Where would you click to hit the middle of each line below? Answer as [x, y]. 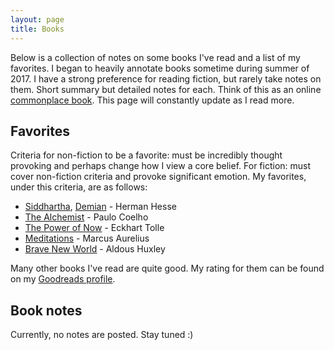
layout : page [37, 19]
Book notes [46, 310]
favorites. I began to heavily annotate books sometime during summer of [160, 68]
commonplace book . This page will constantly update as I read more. [152, 100]
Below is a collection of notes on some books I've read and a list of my [155, 57]
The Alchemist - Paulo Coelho [86, 217]
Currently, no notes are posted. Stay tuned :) [102, 335]
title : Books [37, 29]
